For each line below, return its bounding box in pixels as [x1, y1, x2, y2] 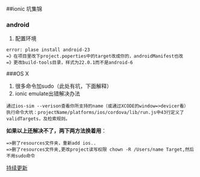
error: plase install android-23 [6, 47, 90, 53]
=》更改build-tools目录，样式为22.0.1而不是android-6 [6, 59, 133, 66]
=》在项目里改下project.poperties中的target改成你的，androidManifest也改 [6, 53, 184, 59]
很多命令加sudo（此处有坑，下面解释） [14, 83, 113, 90]
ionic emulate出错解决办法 [14, 90, 80, 97]
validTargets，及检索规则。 [6, 116, 70, 122]
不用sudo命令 [6, 153, 36, 159]
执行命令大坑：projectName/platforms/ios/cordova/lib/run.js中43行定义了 [6, 110, 184, 116]
